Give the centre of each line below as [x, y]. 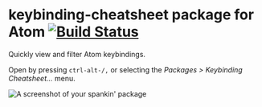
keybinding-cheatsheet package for [131, 15]
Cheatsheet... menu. [42, 78]
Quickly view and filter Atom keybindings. [77, 54]
